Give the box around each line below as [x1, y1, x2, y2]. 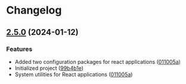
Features [6, 45, 33, 53]
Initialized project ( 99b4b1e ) [14, 64, 84, 72]
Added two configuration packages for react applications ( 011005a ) [14, 58, 181, 65]
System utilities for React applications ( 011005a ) [14, 70, 133, 77]
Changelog [6, 4, 62, 17]
